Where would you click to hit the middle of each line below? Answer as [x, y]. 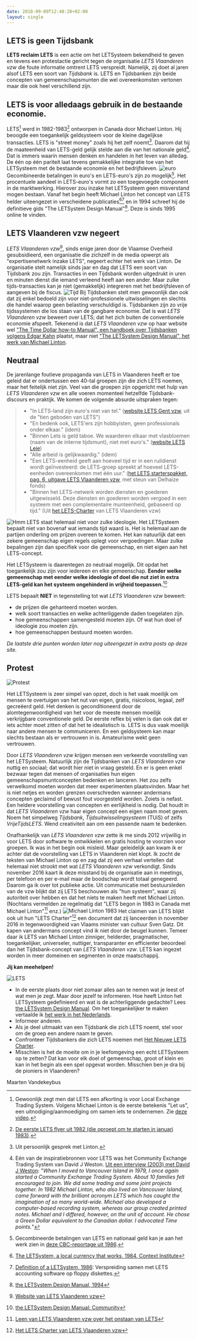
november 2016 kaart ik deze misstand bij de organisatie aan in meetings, [95, 872]
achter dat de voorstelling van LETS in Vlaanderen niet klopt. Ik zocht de [94, 854]
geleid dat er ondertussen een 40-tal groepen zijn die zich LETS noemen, [95, 381]
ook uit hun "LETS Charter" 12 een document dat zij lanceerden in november [98, 918]
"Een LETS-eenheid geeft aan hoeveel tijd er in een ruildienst [103, 461]
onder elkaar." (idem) [55, 430]
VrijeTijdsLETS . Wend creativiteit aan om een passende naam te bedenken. [97, 823]
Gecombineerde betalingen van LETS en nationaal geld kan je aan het [99, 1238]
